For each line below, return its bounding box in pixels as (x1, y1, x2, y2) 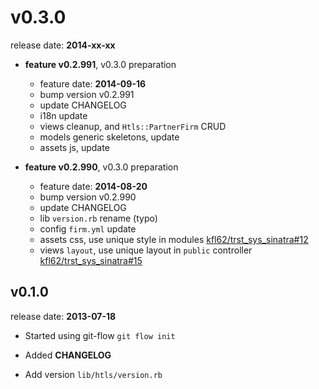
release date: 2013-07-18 (10, 310, 117, 322)
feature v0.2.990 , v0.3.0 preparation (24, 161, 179, 173)
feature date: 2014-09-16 (39, 77, 147, 90)
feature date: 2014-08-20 (39, 180, 148, 192)
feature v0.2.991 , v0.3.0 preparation (24, 58, 177, 70)
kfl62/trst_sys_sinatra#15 (39, 254, 143, 266)
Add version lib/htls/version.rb (24, 368, 163, 380)
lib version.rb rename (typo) (39, 212, 158, 224)
